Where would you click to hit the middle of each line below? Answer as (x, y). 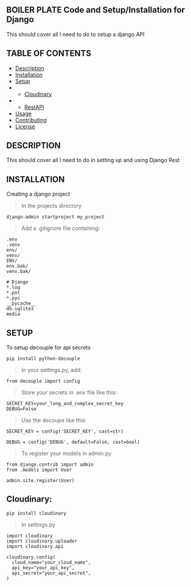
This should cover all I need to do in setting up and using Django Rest (93, 160)
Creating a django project (38, 194)
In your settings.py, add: (51, 370)
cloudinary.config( (31, 557)
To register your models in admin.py (66, 454)
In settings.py (38, 524)
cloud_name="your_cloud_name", (51, 562)
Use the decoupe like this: (54, 421)
